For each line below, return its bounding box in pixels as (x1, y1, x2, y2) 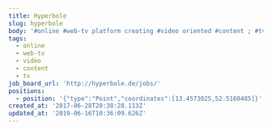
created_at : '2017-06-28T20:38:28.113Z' (8, 102, 147, 110)
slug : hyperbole (8, 19, 63, 27)
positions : (8, 86, 45, 95)
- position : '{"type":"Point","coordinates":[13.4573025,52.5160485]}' (15, 94, 263, 103)
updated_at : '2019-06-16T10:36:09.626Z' (8, 110, 147, 118)
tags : (8, 34, 27, 43)
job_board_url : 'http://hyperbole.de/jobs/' (8, 79, 161, 87)
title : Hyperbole (8, 11, 67, 20)
